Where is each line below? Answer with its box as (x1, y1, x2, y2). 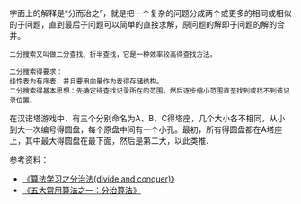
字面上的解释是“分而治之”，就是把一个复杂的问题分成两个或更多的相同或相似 (9, 8, 292, 18)
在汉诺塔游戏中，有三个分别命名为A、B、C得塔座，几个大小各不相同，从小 (9, 113, 286, 123)
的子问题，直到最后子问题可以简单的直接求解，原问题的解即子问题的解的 (9, 19, 277, 30)
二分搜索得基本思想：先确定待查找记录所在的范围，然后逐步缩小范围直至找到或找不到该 (9, 86, 284, 95)
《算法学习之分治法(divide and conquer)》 (22, 173, 175, 184)
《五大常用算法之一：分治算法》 (22, 185, 141, 195)
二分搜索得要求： (9, 67, 64, 76)
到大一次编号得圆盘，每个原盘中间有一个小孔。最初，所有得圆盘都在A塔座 (9, 124, 283, 135)
